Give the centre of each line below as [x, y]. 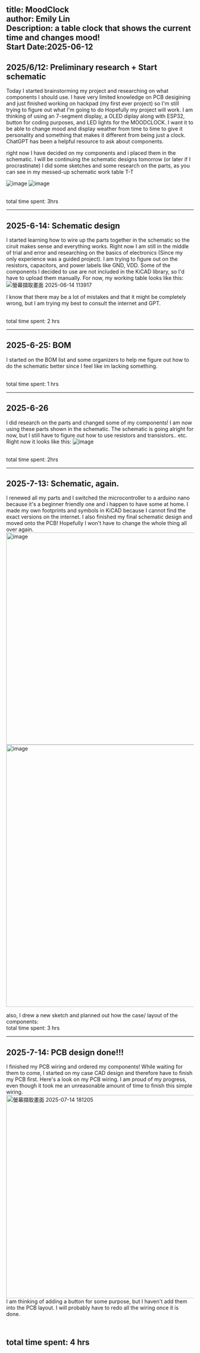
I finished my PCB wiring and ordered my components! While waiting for [95, 1067]
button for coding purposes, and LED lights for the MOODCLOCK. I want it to [100, 123]
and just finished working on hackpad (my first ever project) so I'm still [93, 104]
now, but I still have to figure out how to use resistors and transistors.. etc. [97, 435]
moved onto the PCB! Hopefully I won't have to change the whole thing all [97, 523]
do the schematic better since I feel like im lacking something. [82, 366]
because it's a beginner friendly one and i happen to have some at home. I [97, 504]
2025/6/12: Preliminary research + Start [82, 67]
